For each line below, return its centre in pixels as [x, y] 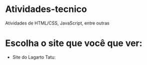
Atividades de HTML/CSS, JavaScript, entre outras [57, 23]
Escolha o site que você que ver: [74, 43]
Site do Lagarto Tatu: [34, 57]
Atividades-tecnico [46, 9]
